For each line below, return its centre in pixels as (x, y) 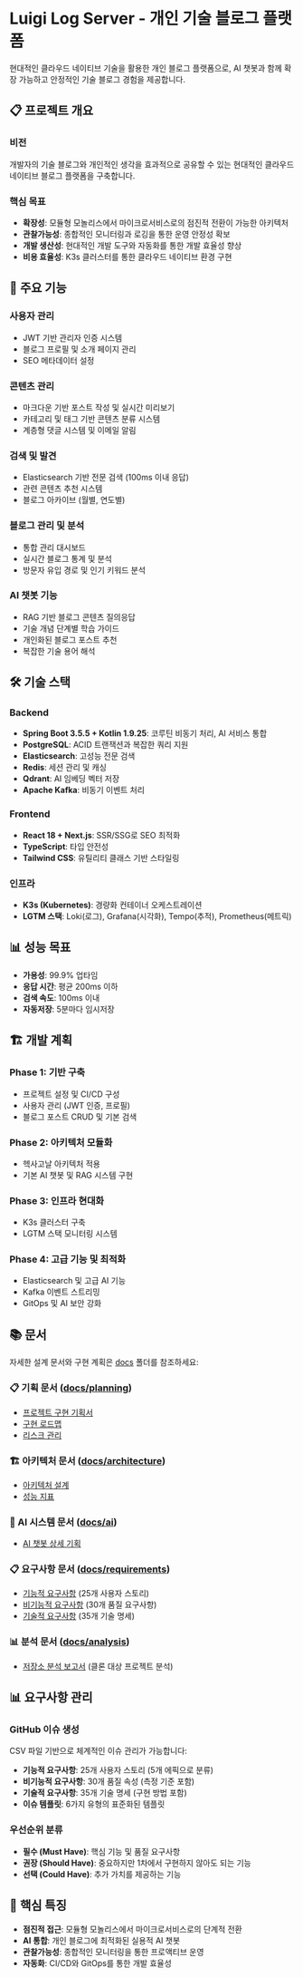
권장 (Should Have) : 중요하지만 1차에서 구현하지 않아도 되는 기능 (137, 1863)
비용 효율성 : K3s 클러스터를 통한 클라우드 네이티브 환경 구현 (127, 257)
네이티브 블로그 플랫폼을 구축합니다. (72, 175)
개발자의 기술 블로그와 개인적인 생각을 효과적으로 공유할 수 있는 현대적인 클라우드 (152, 164)
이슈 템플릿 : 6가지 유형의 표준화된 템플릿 (94, 1804)
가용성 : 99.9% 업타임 (60, 974)
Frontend (30, 814)
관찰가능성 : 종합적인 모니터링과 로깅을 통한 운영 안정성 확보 (126, 234)
